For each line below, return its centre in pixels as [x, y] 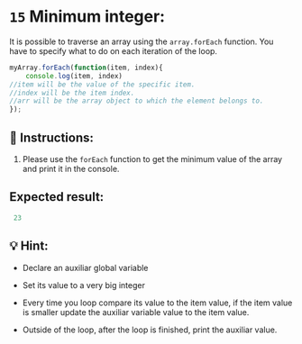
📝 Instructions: [52, 137]
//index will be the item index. [72, 93]
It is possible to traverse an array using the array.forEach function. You [142, 41]
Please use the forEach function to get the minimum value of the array [152, 159]
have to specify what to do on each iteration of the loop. [114, 50]
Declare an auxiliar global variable [85, 267]
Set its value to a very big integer [84, 285]
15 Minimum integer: [87, 17]
